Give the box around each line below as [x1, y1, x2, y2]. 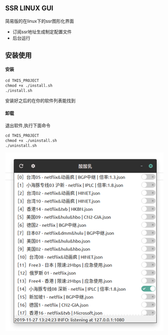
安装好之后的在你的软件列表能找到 [5, 98, 76, 104]
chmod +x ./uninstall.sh [5, 138, 57, 143]
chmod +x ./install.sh [5, 83, 53, 89]
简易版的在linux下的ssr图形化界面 [5, 18, 74, 24]
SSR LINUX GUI [5, 4, 54, 13]
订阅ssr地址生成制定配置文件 [12, 29, 72, 35]
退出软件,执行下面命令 [5, 122, 51, 128]
